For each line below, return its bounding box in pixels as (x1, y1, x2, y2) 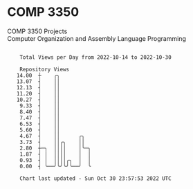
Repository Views (19, 66, 70, 73)
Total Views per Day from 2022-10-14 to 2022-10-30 (19, 53, 172, 61)
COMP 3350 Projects (7, 27, 68, 35)
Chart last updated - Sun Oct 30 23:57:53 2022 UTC (19, 174, 172, 182)
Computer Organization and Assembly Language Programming (7, 34, 187, 42)
